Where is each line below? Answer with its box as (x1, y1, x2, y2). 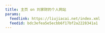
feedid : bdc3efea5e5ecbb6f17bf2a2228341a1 (9, 20, 98, 26)
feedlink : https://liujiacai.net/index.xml (9, 16, 100, 21)
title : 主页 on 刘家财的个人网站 (5, 7, 67, 12)
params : (5, 12, 21, 16)
